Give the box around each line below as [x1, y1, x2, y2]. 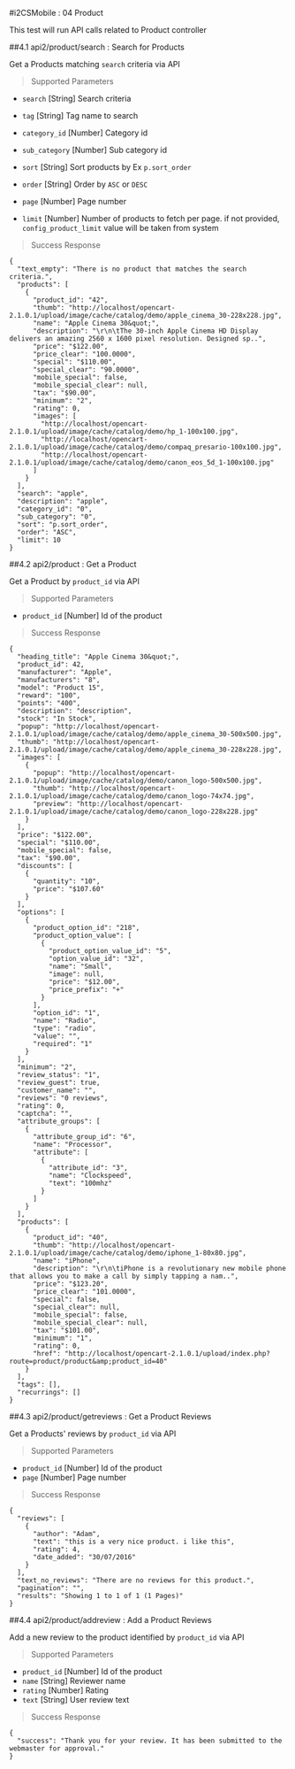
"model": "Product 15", [17, 683, 104, 692]
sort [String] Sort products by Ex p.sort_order [21, 162, 192, 172]
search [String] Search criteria [21, 93, 132, 104]
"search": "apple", [17, 489, 89, 498]
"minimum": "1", [32, 1334, 93, 1342]
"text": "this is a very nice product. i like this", [32, 1537, 236, 1546]
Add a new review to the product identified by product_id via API [9, 1632, 245, 1642]
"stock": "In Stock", [17, 714, 97, 723]
